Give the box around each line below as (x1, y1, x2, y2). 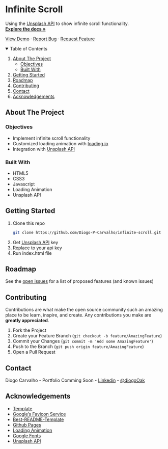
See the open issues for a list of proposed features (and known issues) (5, 278, 154, 284)
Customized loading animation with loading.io (12, 140, 108, 146)
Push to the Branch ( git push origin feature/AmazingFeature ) (12, 344, 144, 350)
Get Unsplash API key (12, 239, 59, 245)
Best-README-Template (12, 416, 64, 422)
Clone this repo (12, 220, 45, 226)
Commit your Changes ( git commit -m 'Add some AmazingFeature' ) (12, 338, 154, 345)
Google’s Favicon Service (12, 411, 66, 417)
